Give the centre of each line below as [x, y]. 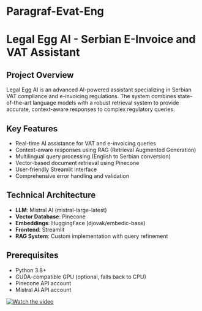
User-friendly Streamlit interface [56, 169]
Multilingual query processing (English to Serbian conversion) [93, 156]
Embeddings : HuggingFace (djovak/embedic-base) [80, 223]
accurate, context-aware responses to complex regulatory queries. [91, 109]
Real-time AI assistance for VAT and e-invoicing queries [85, 143]
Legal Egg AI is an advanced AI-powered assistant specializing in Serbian [99, 90]
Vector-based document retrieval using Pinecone [77, 163]
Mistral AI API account [43, 290]
